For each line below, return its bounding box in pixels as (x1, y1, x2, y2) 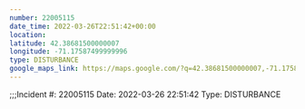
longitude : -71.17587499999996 (9, 47, 128, 56)
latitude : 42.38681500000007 (9, 38, 120, 48)
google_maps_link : (9, 64, 79, 74)
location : (9, 30, 47, 39)
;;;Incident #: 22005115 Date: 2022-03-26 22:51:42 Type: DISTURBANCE (9, 88, 281, 100)
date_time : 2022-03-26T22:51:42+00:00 (9, 22, 156, 31)
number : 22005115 (9, 13, 75, 23)
